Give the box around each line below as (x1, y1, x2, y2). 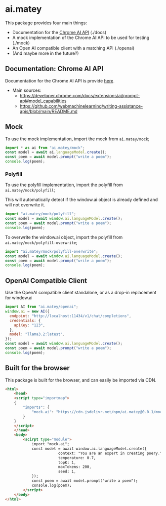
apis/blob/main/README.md (19, 108, 78, 114)
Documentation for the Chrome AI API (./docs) (12, 29, 107, 35)
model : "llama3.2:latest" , (9, 332, 65, 337)
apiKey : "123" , (14, 322, 45, 328)
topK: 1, (58, 460, 77, 465)
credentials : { (9, 318, 41, 323)
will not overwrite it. (5, 202, 45, 208)
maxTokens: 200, (58, 465, 92, 469)
